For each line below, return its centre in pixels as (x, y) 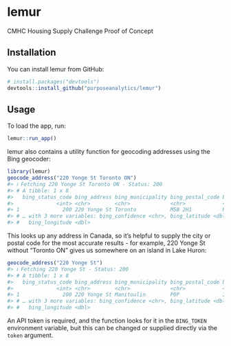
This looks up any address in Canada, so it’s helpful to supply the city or (109, 236)
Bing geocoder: (29, 159)
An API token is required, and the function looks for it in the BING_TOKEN (107, 321)
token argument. (30, 335)
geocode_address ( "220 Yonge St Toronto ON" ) (72, 178)
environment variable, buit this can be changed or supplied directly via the (112, 328)
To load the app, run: (37, 126)
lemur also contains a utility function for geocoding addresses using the (109, 152)
